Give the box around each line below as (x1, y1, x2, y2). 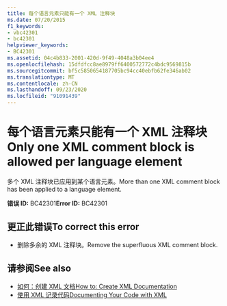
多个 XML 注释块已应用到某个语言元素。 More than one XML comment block (7, 177, 220, 186)
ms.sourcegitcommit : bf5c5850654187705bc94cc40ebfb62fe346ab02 (7, 67, 191, 74)
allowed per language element (7, 154, 183, 170)
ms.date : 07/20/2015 (7, 16, 66, 23)
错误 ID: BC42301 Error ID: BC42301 (7, 199, 108, 207)
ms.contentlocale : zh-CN (7, 80, 78, 87)
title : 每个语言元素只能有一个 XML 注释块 (7, 10, 116, 17)
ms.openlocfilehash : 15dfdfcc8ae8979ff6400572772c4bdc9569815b (7, 61, 191, 68)
